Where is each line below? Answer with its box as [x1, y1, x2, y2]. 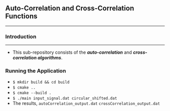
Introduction [5, 33, 36, 40]
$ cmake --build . [12, 91, 52, 96]
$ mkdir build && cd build [12, 80, 70, 85]
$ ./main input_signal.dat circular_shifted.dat [12, 96, 117, 101]
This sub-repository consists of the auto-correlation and [12, 49, 133, 55]
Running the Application [5, 67, 66, 75]
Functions [5, 12, 38, 21]
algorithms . [37, 55, 63, 61]
